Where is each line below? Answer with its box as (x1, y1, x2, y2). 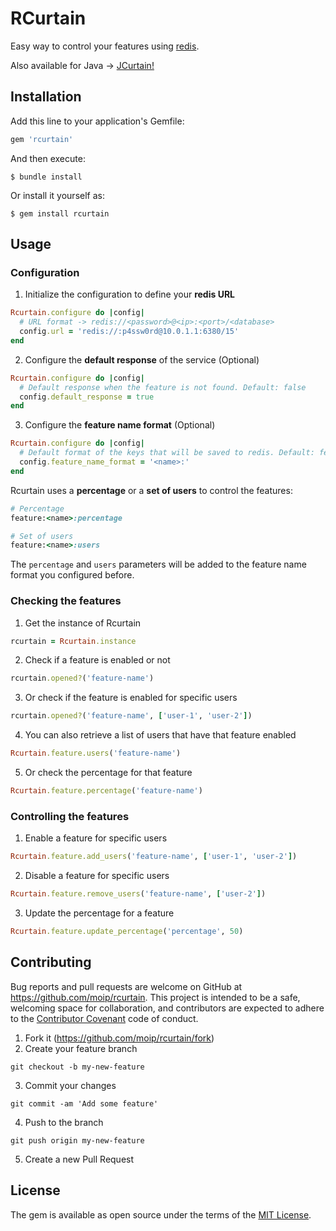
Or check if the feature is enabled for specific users (24, 692, 238, 704)
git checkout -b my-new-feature (10, 1062, 145, 1072)
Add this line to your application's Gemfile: (10, 115, 185, 127)
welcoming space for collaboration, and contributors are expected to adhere (10, 1002, 325, 1014)
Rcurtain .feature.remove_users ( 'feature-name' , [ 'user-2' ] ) (10, 889, 267, 899)
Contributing (10, 954, 92, 971)
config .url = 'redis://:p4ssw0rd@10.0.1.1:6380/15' (19, 327, 240, 337)
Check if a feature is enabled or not (24, 654, 171, 666)
